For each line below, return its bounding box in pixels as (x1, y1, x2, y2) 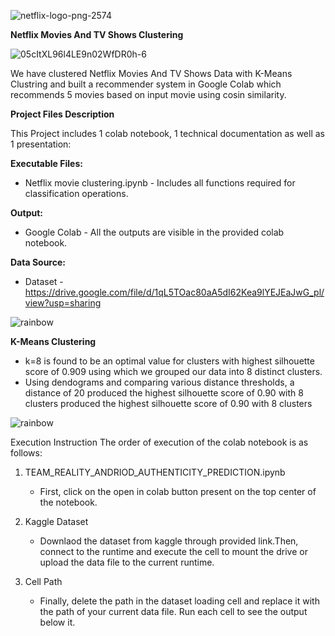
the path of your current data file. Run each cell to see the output (39, 606, 308, 617)
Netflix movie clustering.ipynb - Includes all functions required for (24, 177, 296, 189)
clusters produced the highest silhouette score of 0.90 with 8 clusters (24, 398, 313, 409)
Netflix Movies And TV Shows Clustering (10, 29, 184, 40)
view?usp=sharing (24, 297, 102, 309)
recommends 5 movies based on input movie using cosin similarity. (10, 89, 287, 100)
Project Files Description (10, 108, 115, 120)
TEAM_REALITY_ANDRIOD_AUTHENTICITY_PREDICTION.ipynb (24, 466, 286, 478)
